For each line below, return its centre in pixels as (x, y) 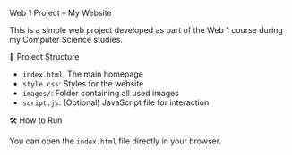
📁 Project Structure (44, 57)
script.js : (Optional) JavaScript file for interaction (116, 102)
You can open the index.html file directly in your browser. (116, 141)
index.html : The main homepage (82, 74)
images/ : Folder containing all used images (100, 93)
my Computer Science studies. (66, 40)
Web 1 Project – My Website (60, 13)
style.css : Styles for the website (83, 83)
